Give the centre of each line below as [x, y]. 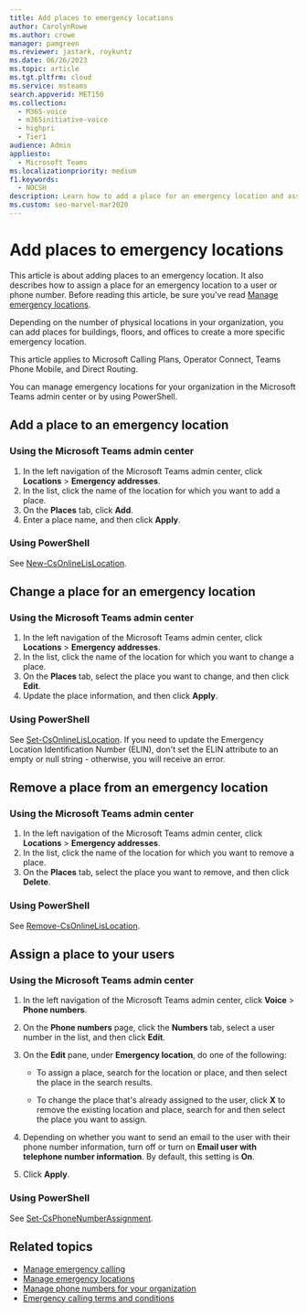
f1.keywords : [34, 179]
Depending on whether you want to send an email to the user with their [156, 1138]
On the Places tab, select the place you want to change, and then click [156, 676]
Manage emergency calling [74, 1269]
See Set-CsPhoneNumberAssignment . [81, 1218]
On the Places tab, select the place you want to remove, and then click [156, 873]
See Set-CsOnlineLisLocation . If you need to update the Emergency [137, 739]
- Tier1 [32, 137]
